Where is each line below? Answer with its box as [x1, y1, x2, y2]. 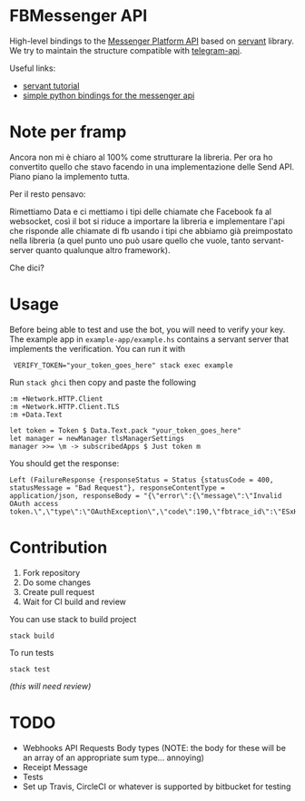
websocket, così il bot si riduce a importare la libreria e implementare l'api [9, 215, 286, 227]
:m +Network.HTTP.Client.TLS [9, 402, 120, 411]
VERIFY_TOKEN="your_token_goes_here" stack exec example [13, 360, 233, 370]
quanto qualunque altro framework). [35, 244, 171, 255]
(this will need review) [9, 680, 92, 691]
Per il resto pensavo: [9, 188, 86, 200]
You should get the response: [9, 457, 120, 468]
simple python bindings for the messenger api [22, 90, 195, 101]
